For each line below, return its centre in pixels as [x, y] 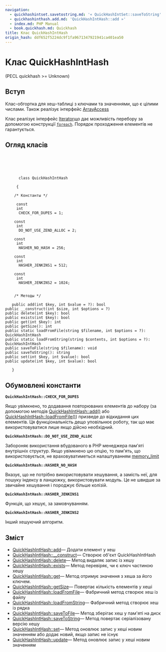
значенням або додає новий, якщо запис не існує [65, 635]
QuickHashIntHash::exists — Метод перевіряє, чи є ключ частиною [83, 566]
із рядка [21, 608]
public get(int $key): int [33, 322]
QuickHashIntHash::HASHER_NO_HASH [41, 466]
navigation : [17, 10]
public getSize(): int [29, 326]
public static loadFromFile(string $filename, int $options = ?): [76, 331]
